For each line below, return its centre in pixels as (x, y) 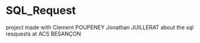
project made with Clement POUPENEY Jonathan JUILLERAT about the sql (100, 27)
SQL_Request (41, 11)
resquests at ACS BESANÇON (43, 33)
